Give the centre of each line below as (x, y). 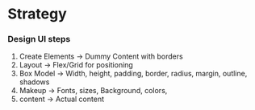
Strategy (38, 14)
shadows (34, 82)
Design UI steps (39, 39)
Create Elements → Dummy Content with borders (101, 56)
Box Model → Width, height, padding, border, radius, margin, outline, (133, 74)
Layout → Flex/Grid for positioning (76, 65)
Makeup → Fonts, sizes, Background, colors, (93, 91)
